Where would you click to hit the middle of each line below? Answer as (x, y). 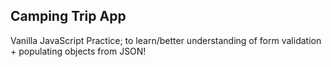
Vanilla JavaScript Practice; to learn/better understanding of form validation (166, 40)
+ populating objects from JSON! (78, 51)
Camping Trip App (68, 16)
